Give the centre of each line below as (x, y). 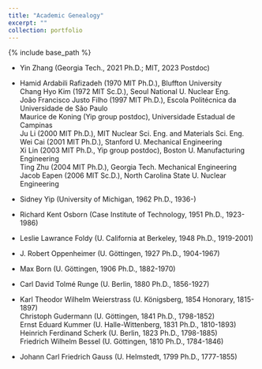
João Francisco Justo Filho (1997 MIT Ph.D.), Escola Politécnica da (128, 100)
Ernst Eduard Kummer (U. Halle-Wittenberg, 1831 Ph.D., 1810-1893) (128, 325)
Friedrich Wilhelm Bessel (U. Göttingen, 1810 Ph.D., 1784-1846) (122, 341)
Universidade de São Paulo (64, 108)
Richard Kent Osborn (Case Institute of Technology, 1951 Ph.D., (122, 215)
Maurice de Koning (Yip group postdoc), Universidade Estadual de (127, 117)
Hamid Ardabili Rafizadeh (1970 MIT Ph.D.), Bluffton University (121, 83)
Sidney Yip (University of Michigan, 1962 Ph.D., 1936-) (108, 199)
